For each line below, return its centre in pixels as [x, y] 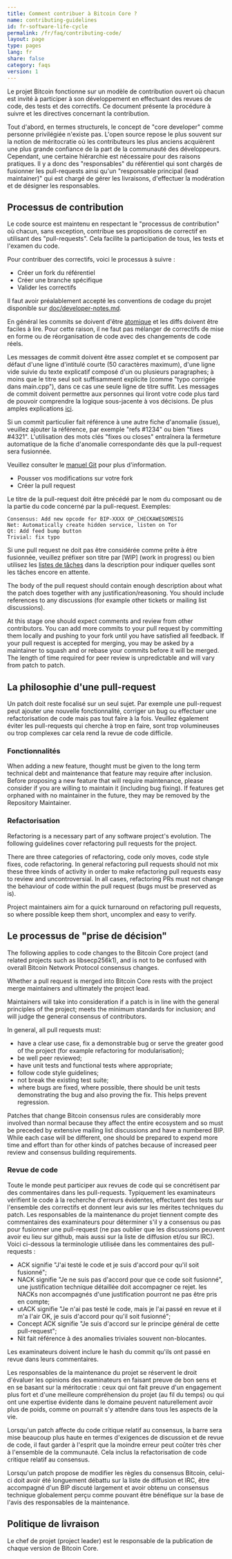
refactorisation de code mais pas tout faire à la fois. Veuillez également [108, 719]
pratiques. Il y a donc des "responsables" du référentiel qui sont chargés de [115, 163]
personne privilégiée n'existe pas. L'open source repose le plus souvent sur [115, 134]
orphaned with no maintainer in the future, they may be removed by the [109, 795]
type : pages [24, 46]
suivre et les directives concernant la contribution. [78, 113]
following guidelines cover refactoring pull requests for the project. [102, 843]
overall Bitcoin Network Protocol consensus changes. [83, 967]
